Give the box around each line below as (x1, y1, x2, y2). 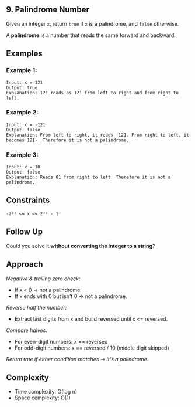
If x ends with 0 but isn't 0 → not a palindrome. (14, 293, 127, 300)
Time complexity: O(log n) (14, 388, 78, 395)
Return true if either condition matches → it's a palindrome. (6, 355, 149, 362)
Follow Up (6, 227, 43, 237)
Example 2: (6, 108, 39, 117)
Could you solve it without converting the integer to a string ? (6, 242, 155, 249)
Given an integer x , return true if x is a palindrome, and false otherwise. (6, 20, 179, 27)
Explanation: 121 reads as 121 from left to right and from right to (6, 90, 179, 96)
